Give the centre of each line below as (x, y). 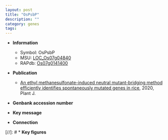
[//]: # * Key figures (26, 132)
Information (25, 43)
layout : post (19, 10)
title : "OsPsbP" (22, 15)
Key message (27, 113)
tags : (11, 29)
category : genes (22, 24)
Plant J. (28, 93)
